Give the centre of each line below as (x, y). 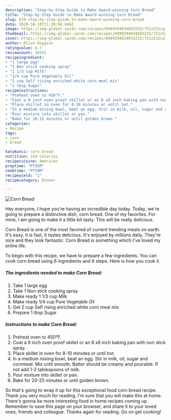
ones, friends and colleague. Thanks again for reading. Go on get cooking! (83, 412)
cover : (12, 39)
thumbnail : (17, 34)
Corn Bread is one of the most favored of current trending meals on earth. (83, 230)
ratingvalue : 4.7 (24, 48)
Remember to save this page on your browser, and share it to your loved (81, 407)
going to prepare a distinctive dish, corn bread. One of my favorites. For (80, 214)
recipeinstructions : (27, 90)
